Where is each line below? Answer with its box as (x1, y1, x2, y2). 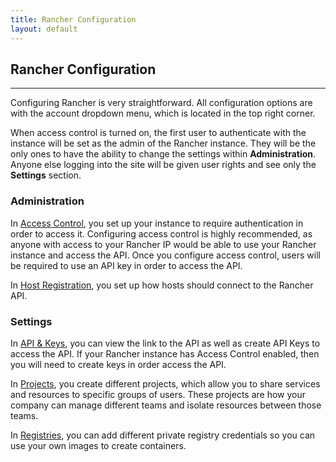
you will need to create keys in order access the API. (10, 358, 227, 370)
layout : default (10, 24, 78, 34)
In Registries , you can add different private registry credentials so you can (10, 429, 316, 441)
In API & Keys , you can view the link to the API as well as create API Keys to (10, 337, 321, 349)
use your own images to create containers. (10, 439, 187, 451)
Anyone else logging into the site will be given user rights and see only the (10, 159, 317, 171)
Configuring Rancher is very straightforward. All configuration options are (10, 97, 313, 109)
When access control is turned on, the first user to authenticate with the (10, 127, 307, 139)
